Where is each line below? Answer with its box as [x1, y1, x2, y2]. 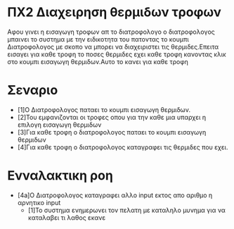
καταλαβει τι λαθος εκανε [27, 213, 106, 222]
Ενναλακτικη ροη [7, 168, 114, 184]
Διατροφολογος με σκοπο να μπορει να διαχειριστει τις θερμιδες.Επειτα [7, 42, 219, 51]
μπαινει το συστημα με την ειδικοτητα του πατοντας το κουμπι [7, 35, 190, 43]
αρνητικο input [17, 198, 61, 206]
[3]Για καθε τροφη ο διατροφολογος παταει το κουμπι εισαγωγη [17, 128, 207, 136]
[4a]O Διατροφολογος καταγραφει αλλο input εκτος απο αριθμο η [17, 191, 213, 199]
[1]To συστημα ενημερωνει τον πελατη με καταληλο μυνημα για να [27, 206, 226, 214]
